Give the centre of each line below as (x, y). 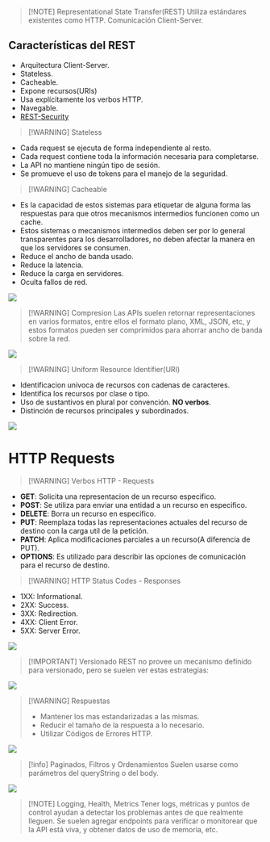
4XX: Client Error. (49, 622)
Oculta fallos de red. (54, 282)
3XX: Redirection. (49, 614)
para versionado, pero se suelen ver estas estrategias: (118, 670)
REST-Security (44, 116)
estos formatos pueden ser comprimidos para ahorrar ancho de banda (145, 329)
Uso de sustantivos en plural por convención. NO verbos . (115, 402)
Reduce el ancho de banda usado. (77, 256)
